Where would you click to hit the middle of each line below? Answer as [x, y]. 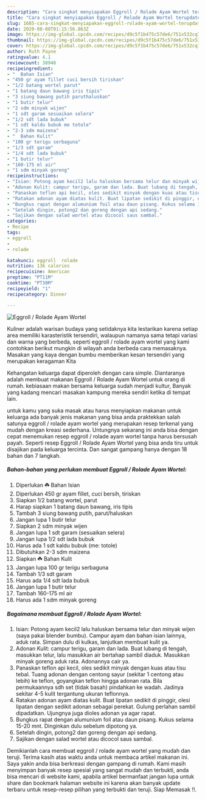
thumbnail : [21, 40]
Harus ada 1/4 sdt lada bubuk [53, 581]
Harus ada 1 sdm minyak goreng [56, 600]
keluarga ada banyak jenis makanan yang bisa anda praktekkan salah [94, 417]
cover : [15, 46]
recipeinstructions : [33, 176]
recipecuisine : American [38, 272]
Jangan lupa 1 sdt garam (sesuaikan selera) [70, 533]
